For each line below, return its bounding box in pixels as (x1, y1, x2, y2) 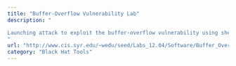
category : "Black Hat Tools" (7, 49, 93, 56)
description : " (7, 17, 52, 24)
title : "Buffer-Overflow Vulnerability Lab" (7, 10, 140, 17)
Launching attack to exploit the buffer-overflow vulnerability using (7, 29, 218, 36)
